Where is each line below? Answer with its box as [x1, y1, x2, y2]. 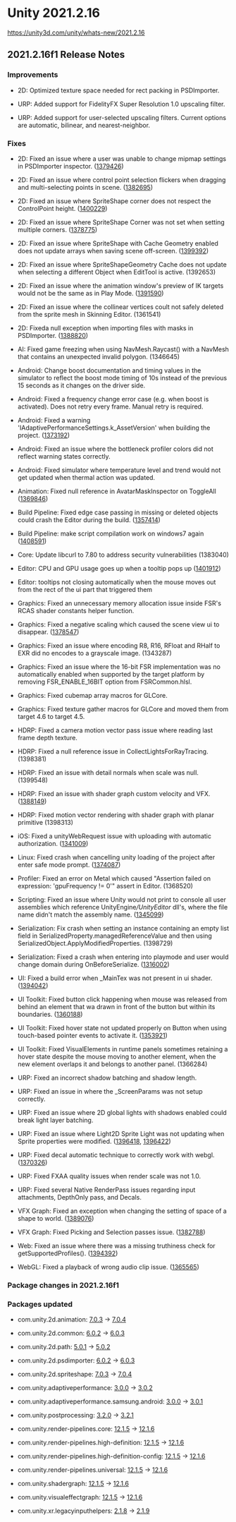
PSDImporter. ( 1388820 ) [17, 331, 89, 339]
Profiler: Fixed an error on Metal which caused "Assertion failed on [17, 874, 211, 883]
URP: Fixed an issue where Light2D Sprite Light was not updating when [17, 1129, 225, 1137]
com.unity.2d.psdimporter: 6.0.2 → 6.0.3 [17, 1356, 135, 1365]
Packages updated [7, 1299, 73, 1309]
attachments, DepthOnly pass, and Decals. [17, 1192, 142, 1201]
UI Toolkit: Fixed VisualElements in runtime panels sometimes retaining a [17, 1044, 228, 1053]
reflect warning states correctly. [17, 452, 111, 460]
